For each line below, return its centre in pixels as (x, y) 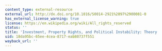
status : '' (16, 28)
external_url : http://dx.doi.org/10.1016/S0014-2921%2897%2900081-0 (76, 14)
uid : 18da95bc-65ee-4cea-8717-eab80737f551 (50, 37)
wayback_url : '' (21, 41)
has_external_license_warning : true (42, 18)
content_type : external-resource (39, 9)
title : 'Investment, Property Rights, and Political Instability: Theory (81, 32)
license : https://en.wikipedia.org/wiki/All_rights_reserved (68, 23)
